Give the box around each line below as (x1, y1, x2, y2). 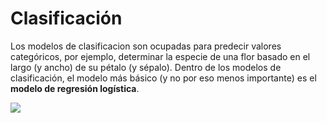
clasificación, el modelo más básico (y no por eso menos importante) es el (10, 72, 317, 84)
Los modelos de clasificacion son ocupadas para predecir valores (10, 40, 282, 52)
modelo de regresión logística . (10, 82, 140, 94)
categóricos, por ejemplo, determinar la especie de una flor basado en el (10, 50, 311, 62)
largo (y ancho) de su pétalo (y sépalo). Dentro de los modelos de (10, 61, 282, 73)
